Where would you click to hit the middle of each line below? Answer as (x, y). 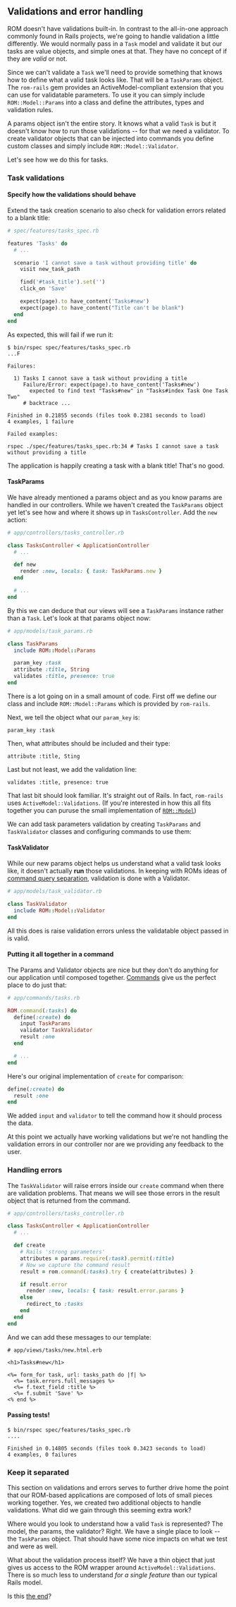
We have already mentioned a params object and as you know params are (115, 497)
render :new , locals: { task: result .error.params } (105, 1291)
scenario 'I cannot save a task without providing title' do (105, 263)
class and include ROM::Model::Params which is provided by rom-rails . (109, 703)
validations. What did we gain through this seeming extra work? (99, 1510)
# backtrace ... (47, 403)
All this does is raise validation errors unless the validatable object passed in (118, 930)
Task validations (36, 178)
